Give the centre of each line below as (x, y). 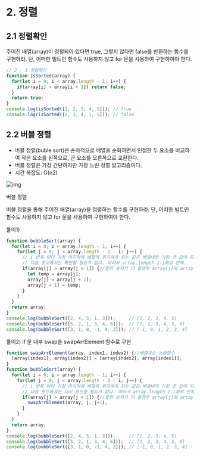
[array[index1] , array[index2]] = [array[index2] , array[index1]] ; (97, 358)
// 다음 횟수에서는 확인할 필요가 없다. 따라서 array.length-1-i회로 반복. (104, 263)
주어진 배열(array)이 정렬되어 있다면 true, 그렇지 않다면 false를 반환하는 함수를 (97, 52)
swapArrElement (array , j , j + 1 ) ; (68, 403)
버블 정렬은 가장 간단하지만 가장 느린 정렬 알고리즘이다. (78, 165)
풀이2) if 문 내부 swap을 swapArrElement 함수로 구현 (69, 342)
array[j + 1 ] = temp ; (54, 285)
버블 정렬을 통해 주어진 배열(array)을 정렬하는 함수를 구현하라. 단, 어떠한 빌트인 (98, 209)
